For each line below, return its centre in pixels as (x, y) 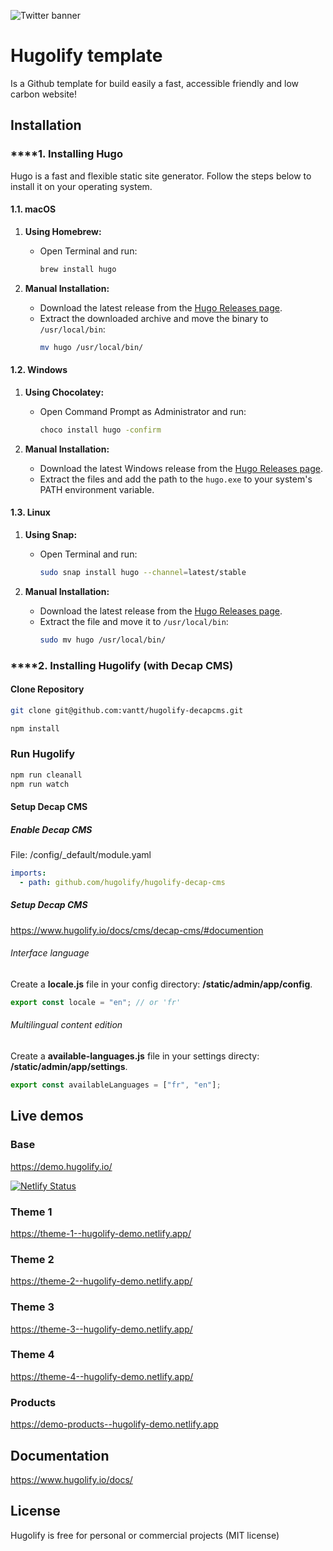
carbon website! (44, 94)
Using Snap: (51, 534)
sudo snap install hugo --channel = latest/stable (143, 572)
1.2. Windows (39, 370)
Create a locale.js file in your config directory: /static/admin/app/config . (161, 984)
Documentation (60, 1455)
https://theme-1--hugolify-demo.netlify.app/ (101, 1233)
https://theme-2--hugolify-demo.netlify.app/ (101, 1281)
